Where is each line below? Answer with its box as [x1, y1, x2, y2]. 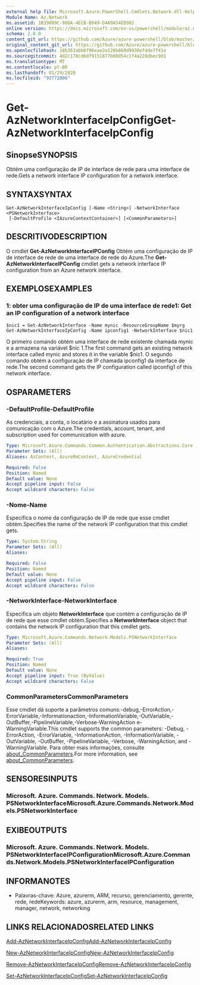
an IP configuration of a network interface [6, 309, 130, 318]
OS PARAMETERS [6, 387, 71, 397]
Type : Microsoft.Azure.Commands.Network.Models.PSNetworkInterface [6, 634, 177, 641]
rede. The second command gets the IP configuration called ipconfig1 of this [6, 363, 192, 371]
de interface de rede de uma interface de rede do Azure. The [6, 254, 154, 261]
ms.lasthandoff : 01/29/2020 [6, 70, 76, 76]
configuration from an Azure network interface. [6, 266, 122, 274]
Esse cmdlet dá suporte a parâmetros [6, 706, 98, 713]
